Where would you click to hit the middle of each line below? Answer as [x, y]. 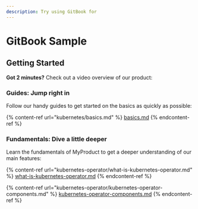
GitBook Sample [47, 41]
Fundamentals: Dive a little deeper [56, 139]
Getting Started [35, 63]
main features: [24, 158]
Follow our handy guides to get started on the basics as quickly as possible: [99, 105]
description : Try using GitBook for [51, 12]
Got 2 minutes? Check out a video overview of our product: [79, 77]
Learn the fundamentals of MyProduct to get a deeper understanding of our [99, 152]
